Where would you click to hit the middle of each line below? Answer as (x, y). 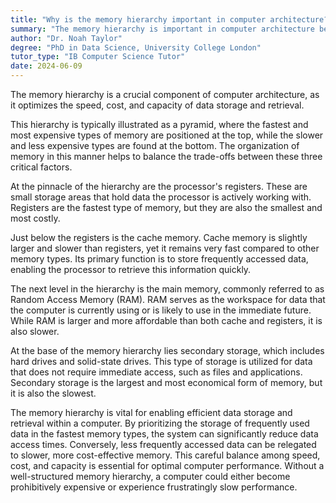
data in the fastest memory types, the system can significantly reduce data (164, 434)
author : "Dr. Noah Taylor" (66, 38)
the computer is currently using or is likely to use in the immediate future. (161, 310)
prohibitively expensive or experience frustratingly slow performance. (154, 487)
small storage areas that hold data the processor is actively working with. (161, 197)
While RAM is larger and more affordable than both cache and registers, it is (166, 320)
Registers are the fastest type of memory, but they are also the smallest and (166, 207)
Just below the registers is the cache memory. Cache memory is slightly (159, 237)
